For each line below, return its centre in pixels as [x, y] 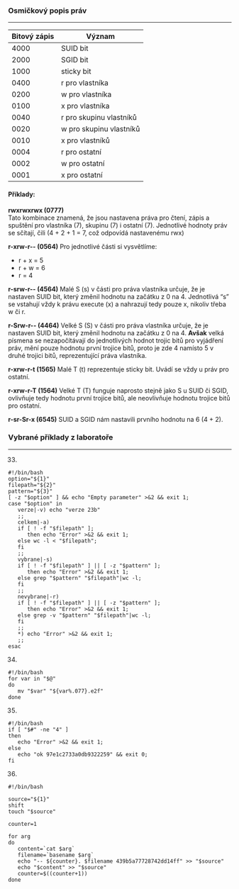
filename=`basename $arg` [56, 855]
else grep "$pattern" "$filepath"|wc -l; [79, 578]
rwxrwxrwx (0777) [36, 210]
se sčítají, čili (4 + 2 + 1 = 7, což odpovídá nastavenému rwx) [96, 233]
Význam [101, 36]
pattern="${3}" [30, 491]
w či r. [17, 311]
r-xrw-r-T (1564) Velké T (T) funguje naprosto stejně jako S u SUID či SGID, [118, 390]
